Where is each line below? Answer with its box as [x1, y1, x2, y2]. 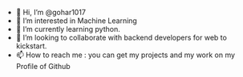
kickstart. [15, 41, 47, 51]
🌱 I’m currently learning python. [15, 25, 120, 33]
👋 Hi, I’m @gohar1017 [15, 8, 87, 17]
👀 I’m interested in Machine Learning [15, 16, 138, 25]
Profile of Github [15, 62, 71, 71]
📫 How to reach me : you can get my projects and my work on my [15, 50, 235, 60]
